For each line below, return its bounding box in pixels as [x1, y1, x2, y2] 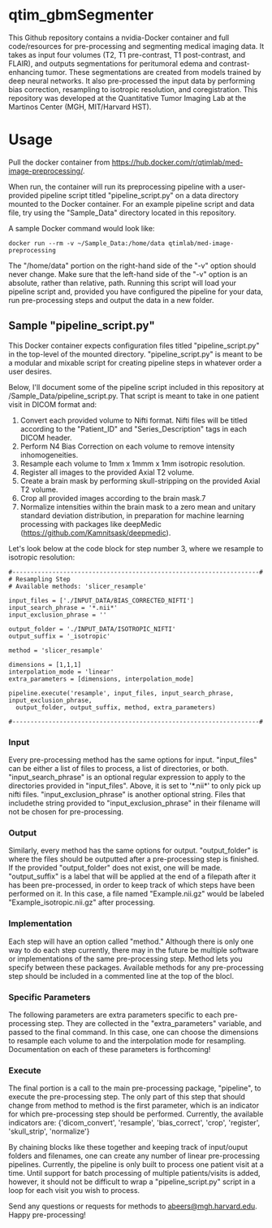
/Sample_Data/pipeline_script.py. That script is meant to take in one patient [8, 391, 260, 401]
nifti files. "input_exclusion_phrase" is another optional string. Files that [8, 789, 246, 799]
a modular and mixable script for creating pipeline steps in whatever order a [8, 357, 262, 367]
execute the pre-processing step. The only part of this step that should [8, 1092, 246, 1102]
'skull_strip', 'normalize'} [8, 1126, 90, 1137]
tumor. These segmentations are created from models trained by [45, 67, 261, 77]
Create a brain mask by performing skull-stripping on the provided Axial [19, 476, 261, 485]
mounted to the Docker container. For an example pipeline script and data [8, 199, 255, 208]
